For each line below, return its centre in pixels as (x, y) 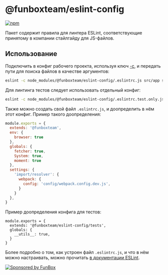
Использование (31, 54)
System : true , (29, 156)
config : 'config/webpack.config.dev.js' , (67, 184)
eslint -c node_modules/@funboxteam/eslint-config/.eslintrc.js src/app (82, 80)
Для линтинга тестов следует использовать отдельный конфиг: (73, 90)
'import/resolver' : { (36, 175)
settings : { (22, 170)
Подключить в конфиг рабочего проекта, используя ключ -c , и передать (83, 66)
